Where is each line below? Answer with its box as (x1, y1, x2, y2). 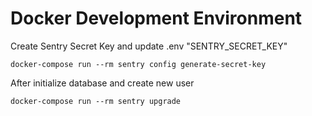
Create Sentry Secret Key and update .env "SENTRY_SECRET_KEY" (10, 40, 288, 52)
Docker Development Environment (10, 7, 303, 30)
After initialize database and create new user (10, 77, 195, 89)
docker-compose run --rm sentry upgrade (10, 96, 182, 106)
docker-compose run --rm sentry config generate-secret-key (10, 59, 267, 69)
